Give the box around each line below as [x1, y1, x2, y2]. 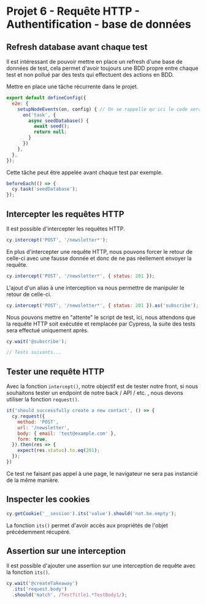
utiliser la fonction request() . [6, 396, 80, 403]
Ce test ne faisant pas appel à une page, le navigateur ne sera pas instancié [6, 470, 198, 477]
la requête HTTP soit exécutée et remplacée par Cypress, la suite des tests [6, 320, 196, 327]
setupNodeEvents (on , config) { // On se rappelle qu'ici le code [17, 106, 188, 112]
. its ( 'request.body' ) [12, 586, 67, 592]
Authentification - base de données [6, 17, 191, 31]
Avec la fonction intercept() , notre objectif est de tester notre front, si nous [6, 383, 198, 390]
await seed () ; [33, 123, 70, 129]
